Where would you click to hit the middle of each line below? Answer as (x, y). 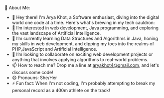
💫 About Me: (17, 8)
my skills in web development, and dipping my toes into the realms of (83, 44)
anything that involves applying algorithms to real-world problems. (80, 59)
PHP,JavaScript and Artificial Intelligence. (55, 49)
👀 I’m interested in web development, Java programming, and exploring (85, 28)
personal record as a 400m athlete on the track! (61, 90)
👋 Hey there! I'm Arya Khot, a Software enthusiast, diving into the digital (85, 17)
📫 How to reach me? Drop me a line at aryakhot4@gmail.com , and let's (85, 65)
